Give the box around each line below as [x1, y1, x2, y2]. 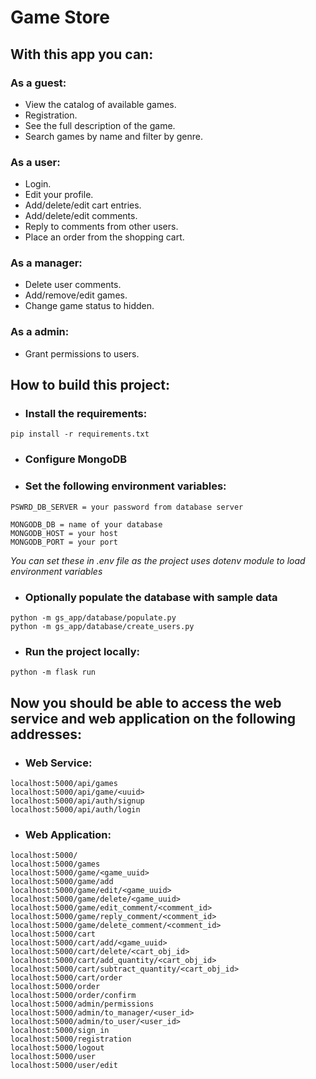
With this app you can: [10, 46, 154, 63]
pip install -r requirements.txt [10, 429, 150, 440]
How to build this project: [10, 377, 171, 394]
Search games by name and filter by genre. [24, 130, 203, 142]
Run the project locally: [24, 644, 140, 658]
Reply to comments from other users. [24, 221, 179, 233]
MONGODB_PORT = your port [10, 537, 118, 547]
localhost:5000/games [10, 859, 101, 870]
